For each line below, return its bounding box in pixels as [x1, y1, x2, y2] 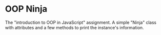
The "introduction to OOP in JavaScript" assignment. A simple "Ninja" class [5, 19, 157, 25]
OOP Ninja [5, 3, 48, 15]
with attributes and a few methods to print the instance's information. [5, 24, 144, 30]
